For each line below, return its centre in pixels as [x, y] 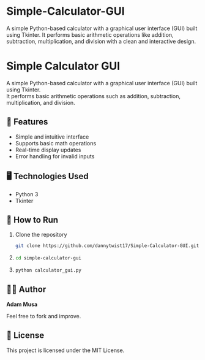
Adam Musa [22, 304]
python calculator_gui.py [48, 270]
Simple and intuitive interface [52, 137]
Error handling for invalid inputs [55, 156]
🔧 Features [27, 122]
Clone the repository [41, 235]
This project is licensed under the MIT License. [65, 350]
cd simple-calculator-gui [48, 258]
